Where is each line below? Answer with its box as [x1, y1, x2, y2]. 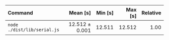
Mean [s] [68, 9, 92, 16]
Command [8, 9, 34, 16]
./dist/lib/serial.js [8, 27, 59, 33]
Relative [141, 9, 161, 16]
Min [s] [96, 9, 114, 16]
